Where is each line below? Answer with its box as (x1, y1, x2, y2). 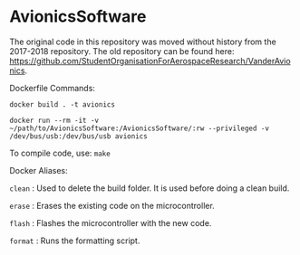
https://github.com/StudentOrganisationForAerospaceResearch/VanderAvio (9, 55, 292, 66)
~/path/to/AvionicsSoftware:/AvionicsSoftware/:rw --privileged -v (9, 124, 270, 133)
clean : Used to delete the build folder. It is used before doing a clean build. (9, 183, 290, 194)
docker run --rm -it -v (9, 116, 100, 125)
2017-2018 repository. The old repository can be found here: (9, 45, 235, 56)
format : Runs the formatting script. (9, 235, 140, 246)
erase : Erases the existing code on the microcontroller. (9, 200, 215, 211)
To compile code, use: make (9, 147, 111, 158)
